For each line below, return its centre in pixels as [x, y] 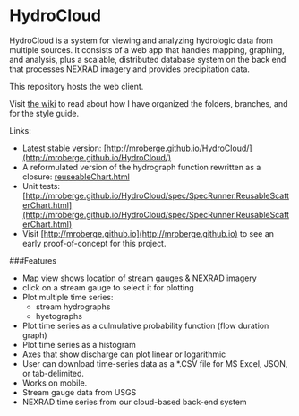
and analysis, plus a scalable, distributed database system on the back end [148, 59]
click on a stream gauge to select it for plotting [108, 287]
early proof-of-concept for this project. [94, 243]
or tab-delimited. [53, 373]
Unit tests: [41, 186]
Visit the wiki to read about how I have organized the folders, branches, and [149, 103]
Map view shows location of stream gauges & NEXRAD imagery [139, 278]
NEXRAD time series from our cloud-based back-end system [135, 402]
